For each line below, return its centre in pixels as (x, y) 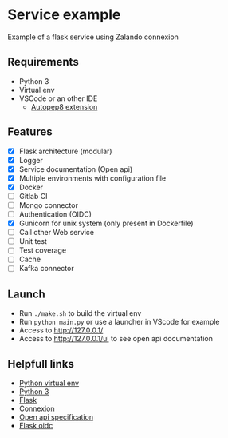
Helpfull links (41, 364)
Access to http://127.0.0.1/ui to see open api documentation (116, 339)
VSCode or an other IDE (58, 98)
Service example (64, 15)
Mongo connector (49, 205)
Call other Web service (57, 233)
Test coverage (43, 250)
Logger (31, 160)
